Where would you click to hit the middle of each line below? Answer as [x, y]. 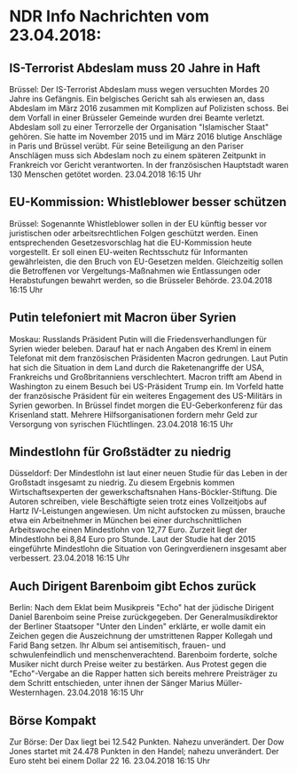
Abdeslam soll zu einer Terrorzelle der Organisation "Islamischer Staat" [139, 127]
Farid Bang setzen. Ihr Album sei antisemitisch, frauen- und [117, 645]
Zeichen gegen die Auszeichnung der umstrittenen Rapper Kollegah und [141, 636]
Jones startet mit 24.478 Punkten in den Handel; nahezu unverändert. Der [144, 752]
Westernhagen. [37, 693]
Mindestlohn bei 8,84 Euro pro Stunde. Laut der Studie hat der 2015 [133, 539]
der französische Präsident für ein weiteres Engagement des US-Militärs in [146, 395]
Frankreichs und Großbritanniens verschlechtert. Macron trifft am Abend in [145, 377]
